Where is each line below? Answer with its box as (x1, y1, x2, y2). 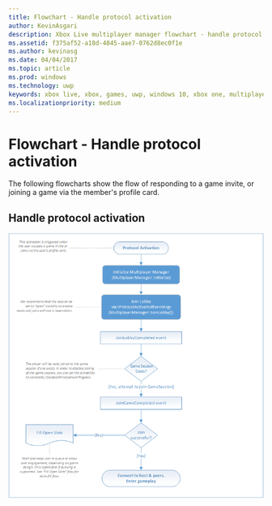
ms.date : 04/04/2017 (8, 56, 79, 64)
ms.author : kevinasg (8, 47, 79, 56)
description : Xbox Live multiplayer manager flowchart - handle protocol (8, 30, 263, 38)
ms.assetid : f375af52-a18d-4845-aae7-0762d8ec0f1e (8, 39, 183, 47)
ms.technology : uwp (8, 81, 74, 89)
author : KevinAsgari (8, 21, 79, 30)
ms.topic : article (8, 65, 70, 73)
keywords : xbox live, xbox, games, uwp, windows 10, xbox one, (8, 90, 227, 98)
